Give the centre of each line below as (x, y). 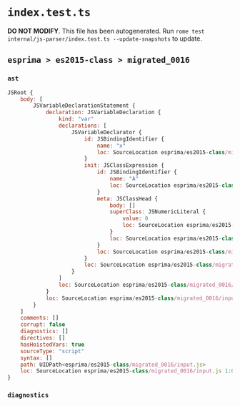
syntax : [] (36, 358)
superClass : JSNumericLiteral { (157, 212)
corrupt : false (43, 325)
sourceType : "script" (52, 351)
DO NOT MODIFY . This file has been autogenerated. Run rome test (106, 31)
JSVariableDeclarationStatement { (84, 106)
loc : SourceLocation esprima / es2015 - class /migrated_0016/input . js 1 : (126, 371)
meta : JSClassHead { (127, 198)
